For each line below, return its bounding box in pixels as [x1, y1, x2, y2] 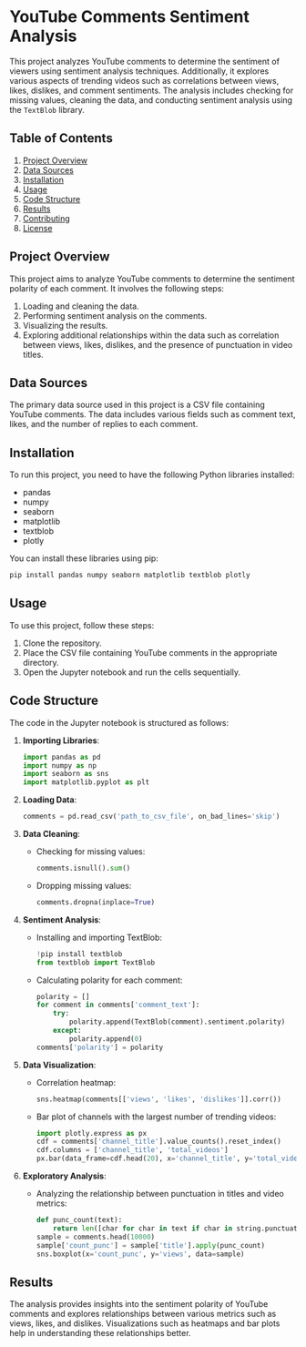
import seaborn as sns [22, 770, 109, 779]
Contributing [22, 212, 70, 224]
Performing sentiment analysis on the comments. [22, 310, 208, 321]
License [22, 222, 53, 233]
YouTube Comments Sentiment [9, 6, 250, 27]
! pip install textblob [36, 949, 123, 958]
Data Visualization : [22, 1059, 97, 1070]
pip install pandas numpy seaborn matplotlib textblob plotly [9, 571, 250, 580]
